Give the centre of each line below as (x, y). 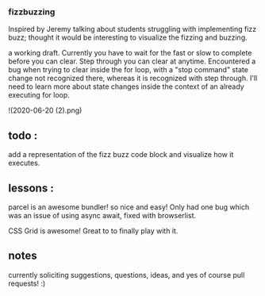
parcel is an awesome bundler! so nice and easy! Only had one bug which (129, 207)
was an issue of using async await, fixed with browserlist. (102, 215)
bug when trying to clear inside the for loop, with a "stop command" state (128, 70)
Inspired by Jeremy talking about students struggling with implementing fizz (132, 29)
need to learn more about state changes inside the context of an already (126, 86)
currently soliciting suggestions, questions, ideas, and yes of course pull (127, 275)
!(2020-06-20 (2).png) (45, 110)
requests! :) (27, 283)
